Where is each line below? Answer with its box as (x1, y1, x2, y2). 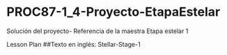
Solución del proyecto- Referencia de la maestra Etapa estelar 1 (6, 27, 189, 35)
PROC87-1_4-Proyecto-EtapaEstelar (6, 4, 221, 20)
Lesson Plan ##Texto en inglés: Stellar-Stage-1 (6, 40, 141, 48)
